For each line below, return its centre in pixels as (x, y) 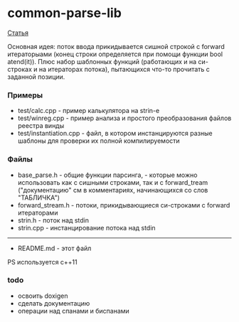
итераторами (38, 213)
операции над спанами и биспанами (73, 311)
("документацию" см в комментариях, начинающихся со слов (113, 190)
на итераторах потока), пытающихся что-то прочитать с (124, 69)
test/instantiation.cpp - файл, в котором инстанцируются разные (115, 134)
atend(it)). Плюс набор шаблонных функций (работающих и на (102, 61)
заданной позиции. (36, 77)
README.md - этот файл (54, 248)
